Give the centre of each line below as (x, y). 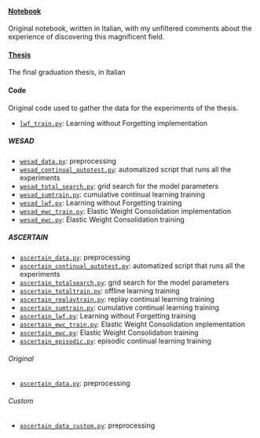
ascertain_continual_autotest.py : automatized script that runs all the (132, 265)
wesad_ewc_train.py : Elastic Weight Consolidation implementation (125, 211)
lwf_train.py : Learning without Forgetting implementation (114, 123)
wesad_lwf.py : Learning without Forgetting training (101, 202)
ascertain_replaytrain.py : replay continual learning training (117, 299)
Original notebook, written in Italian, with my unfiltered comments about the (130, 28)
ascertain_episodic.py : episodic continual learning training (115, 340)
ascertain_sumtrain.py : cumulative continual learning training (119, 307)
